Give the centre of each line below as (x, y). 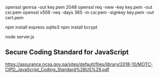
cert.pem (14, 18)
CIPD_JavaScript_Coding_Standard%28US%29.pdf (57, 69)
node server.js (20, 37)
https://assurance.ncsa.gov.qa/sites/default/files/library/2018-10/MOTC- (79, 64)
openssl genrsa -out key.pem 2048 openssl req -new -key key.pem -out (79, 7)
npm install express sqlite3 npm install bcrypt (51, 27)
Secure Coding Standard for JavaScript (67, 52)
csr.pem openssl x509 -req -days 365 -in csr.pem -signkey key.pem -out (80, 12)
